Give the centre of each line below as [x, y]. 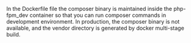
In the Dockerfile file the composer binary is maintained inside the [89, 9]
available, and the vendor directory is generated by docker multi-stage [95, 28]
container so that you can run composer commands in [98, 15]
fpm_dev [17, 15]
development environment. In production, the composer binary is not [93, 21]
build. [13, 35]
